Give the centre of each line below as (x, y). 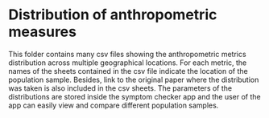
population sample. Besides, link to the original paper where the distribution (134, 79)
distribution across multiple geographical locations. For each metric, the (128, 63)
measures (42, 32)
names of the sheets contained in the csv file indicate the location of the (128, 71)
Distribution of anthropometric (113, 15)
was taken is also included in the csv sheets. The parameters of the (120, 88)
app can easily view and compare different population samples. (114, 105)
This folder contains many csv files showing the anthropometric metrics (128, 54)
